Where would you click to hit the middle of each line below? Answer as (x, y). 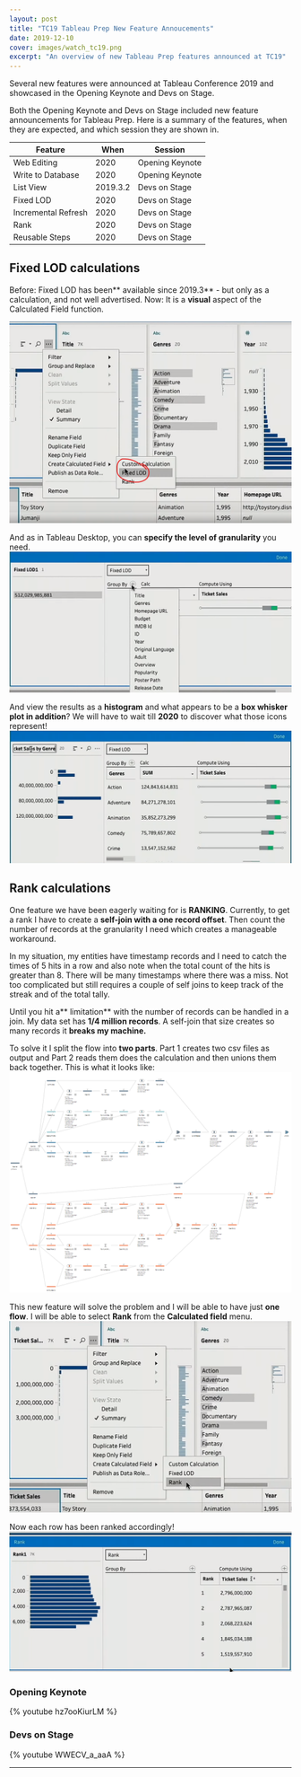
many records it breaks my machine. (78, 1030)
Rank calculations (60, 888)
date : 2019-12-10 (42, 38)
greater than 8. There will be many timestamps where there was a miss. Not (149, 975)
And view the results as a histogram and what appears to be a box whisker (149, 707)
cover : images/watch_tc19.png (66, 48)
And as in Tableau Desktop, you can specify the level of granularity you (143, 537)
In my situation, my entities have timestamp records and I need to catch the (148, 955)
